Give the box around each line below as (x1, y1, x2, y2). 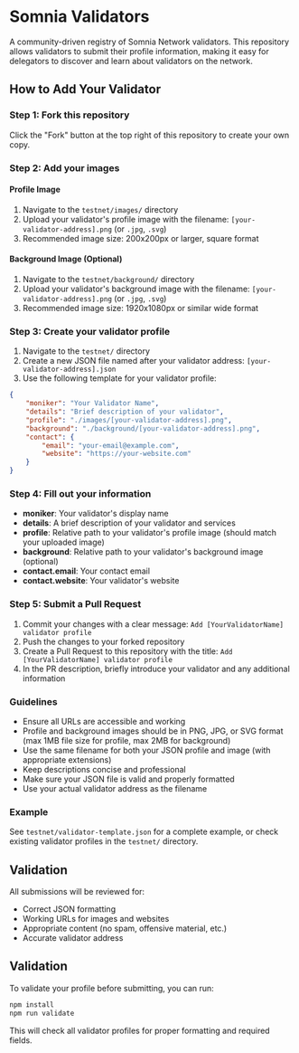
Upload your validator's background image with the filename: (22, 283, 250, 294)
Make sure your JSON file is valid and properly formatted (22, 773, 235, 784)
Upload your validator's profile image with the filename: (22, 213, 229, 224)
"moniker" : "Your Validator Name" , (25, 399, 160, 408)
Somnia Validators (9, 6, 150, 27)
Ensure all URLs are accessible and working (22, 716, 186, 726)
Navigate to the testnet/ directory (22, 346, 151, 356)
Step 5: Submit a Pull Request (9, 598, 142, 611)
